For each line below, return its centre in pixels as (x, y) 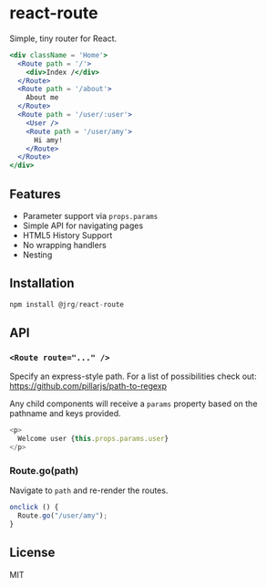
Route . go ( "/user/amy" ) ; (62, 516)
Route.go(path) (44, 470)
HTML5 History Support (67, 235)
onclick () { (34, 508)
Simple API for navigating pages (83, 225)
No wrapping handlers (64, 245)
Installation (42, 283)
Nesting (37, 255)
